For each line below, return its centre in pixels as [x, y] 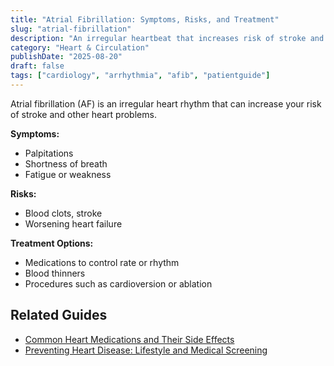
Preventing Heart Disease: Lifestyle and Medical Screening [146, 350]
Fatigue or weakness [68, 174]
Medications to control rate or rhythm [102, 262]
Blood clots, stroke [63, 213]
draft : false [37, 66]
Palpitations [49, 153]
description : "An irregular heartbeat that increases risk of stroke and [167, 38]
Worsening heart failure [73, 223]
